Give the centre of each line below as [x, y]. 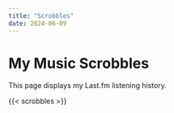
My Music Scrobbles [79, 63]
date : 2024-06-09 [38, 23]
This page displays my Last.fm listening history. [88, 86]
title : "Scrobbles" [41, 16]
